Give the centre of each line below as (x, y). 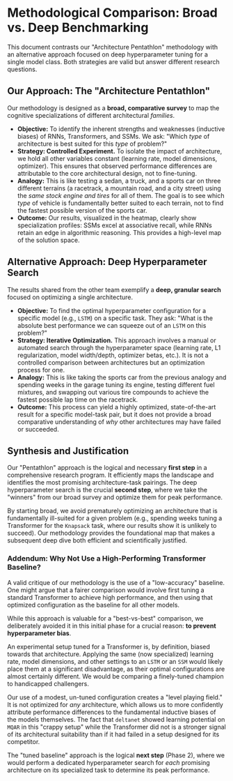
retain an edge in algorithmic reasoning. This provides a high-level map (119, 232)
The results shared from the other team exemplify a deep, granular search (114, 289)
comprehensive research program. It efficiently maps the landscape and (111, 475)
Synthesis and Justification (68, 451)
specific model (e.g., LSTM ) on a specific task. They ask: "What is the (115, 318)
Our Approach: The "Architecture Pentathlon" (109, 91)
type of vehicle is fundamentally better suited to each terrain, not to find (120, 203)
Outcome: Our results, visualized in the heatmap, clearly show (107, 218)
